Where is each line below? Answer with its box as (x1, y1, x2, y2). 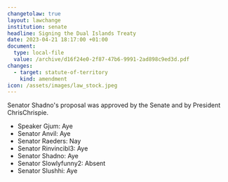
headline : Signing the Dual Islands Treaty (7, 29, 137, 37)
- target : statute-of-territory (13, 69, 109, 76)
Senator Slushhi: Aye (17, 167, 78, 175)
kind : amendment (20, 75, 68, 83)
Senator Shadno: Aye (17, 152, 79, 160)
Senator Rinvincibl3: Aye (17, 144, 88, 153)
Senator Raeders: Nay (17, 137, 81, 146)
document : (7, 43, 36, 50)
